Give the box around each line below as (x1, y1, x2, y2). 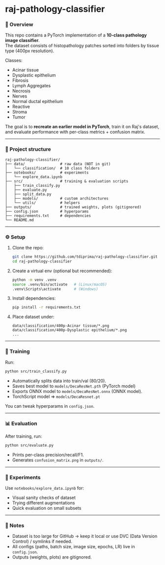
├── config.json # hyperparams (5, 209, 89, 214)
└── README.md (5, 217, 34, 222)
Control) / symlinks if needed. (12, 538, 73, 544)
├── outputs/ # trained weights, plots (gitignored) (5, 205, 141, 210)
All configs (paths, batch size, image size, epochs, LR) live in (12, 544, 135, 550)
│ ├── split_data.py (5, 191, 52, 197)
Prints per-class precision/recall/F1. (12, 452, 84, 458)
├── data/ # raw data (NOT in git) (5, 161, 111, 166)
